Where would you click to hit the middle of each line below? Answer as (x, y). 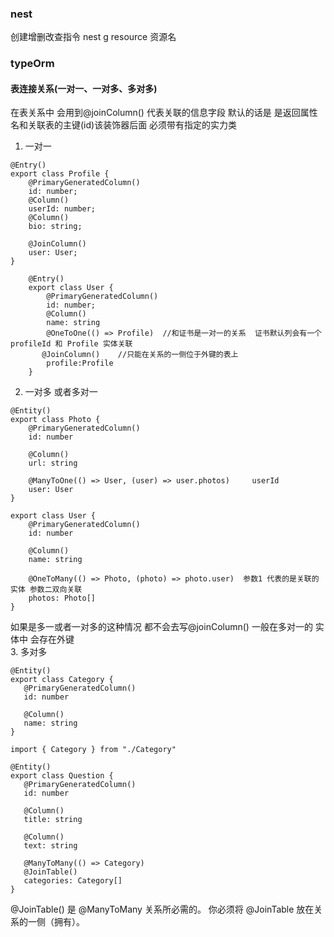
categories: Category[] (73, 881)
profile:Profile (80, 363)
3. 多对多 (29, 652)
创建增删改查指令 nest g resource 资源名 (93, 37)
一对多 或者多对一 (61, 392)
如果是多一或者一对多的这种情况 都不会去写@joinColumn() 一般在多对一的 (161, 627)
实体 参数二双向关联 (46, 590)
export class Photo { (55, 420)
